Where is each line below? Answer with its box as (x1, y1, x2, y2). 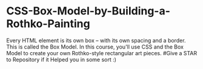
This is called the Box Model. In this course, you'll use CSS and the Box (6, 43, 184, 50)
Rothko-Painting (6, 17, 90, 31)
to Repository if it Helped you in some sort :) (6, 56, 117, 63)
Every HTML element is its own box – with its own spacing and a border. (6, 37, 186, 44)
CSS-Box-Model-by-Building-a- (6, 4, 171, 18)
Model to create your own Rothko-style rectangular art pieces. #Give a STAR (6, 49, 198, 56)
